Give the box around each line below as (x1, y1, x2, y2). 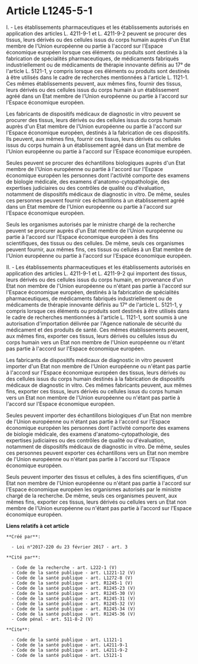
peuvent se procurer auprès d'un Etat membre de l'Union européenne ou (6, 227, 183, 234)
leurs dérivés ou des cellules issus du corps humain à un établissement (6, 86, 179, 93)
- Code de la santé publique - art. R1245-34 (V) (11, 606, 136, 612)
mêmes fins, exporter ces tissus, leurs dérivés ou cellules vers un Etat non (6, 498, 187, 505)
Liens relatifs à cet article (6, 522, 70, 529)
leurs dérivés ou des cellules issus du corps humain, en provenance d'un (6, 276, 184, 283)
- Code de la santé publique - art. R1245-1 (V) (11, 580, 133, 586)
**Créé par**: (6, 534, 41, 540)
